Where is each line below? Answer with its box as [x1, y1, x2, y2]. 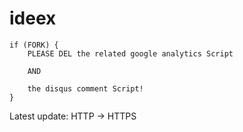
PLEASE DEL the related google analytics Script [27, 48, 234, 59]
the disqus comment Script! [27, 83, 144, 94]
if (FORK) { [9, 40, 59, 50]
